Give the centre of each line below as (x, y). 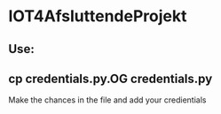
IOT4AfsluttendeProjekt (98, 16)
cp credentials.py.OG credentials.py (110, 78)
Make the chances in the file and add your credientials (107, 100)
